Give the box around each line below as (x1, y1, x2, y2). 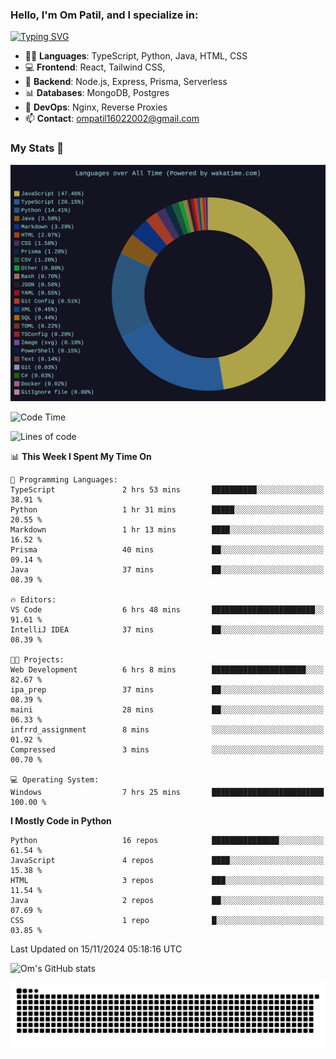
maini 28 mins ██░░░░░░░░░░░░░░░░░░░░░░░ (10, 704, 325, 715)
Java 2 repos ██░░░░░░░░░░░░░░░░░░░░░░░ (10, 895, 325, 905)
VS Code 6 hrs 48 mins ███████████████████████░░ (10, 604, 325, 615)
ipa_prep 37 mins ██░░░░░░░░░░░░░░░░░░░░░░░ (10, 684, 325, 695)
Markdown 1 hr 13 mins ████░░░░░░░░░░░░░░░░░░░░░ (10, 524, 325, 535)
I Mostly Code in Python (10, 814, 112, 827)
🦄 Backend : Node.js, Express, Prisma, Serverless (24, 76, 228, 88)
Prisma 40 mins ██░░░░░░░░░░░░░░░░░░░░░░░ (10, 544, 325, 555)
